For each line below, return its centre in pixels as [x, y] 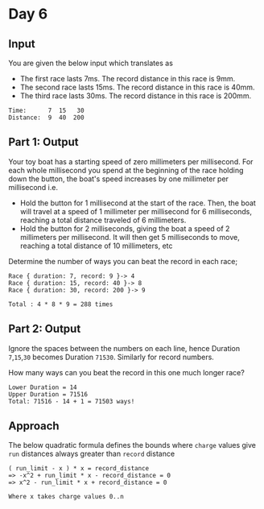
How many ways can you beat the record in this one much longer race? [127, 372]
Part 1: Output [43, 142]
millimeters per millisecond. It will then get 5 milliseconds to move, [130, 237]
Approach [34, 426]
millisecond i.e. [33, 187]
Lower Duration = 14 [43, 387]
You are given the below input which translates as [91, 63]
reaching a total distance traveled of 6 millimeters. [103, 220]
